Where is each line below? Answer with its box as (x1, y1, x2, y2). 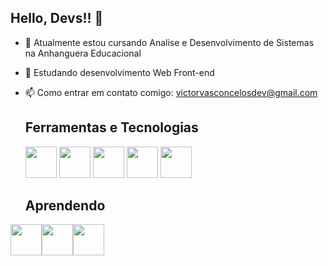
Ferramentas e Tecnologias (24, 119, 199, 136)
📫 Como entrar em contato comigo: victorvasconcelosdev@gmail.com (24, 86, 318, 98)
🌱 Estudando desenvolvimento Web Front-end (24, 66, 215, 78)
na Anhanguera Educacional (24, 47, 142, 59)
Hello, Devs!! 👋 (10, 10, 104, 27)
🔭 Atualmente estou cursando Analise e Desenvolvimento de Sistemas (24, 36, 315, 48)
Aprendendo (24, 197, 106, 215)
